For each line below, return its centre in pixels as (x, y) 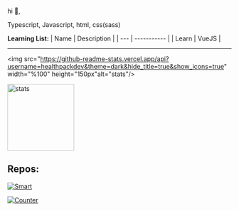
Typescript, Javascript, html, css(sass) (64, 25)
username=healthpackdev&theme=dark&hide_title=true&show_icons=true (116, 66)
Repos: (23, 169)
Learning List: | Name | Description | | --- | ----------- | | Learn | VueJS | (114, 38)
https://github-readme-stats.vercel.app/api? (105, 59)
